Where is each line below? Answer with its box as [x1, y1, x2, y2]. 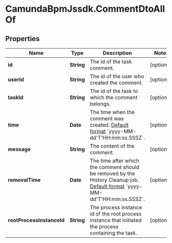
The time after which [90, 157, 140, 164]
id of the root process [90, 210, 142, 217]
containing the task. [90, 230, 137, 236]
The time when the [90, 108, 135, 116]
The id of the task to [90, 87, 138, 95]
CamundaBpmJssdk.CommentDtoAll [5, 3, 165, 15]
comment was [90, 115, 124, 122]
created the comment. [90, 79, 143, 86]
